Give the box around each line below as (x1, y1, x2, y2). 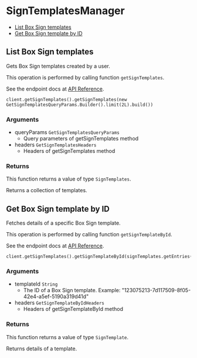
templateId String (14, 280, 58, 287)
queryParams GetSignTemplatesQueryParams (14, 129, 120, 136)
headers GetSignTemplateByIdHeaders (14, 299, 104, 306)
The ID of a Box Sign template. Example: (23, 287, 121, 294)
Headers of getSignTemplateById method (23, 306, 124, 313)
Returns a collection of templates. (6, 187, 87, 194)
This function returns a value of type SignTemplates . (6, 175, 131, 183)
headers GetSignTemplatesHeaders (14, 141, 97, 148)
